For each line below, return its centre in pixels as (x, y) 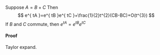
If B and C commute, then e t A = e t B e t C (46, 24)
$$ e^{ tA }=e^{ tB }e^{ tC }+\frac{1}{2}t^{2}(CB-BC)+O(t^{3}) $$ (86, 15)
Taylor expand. (21, 47)
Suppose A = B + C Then (32, 7)
